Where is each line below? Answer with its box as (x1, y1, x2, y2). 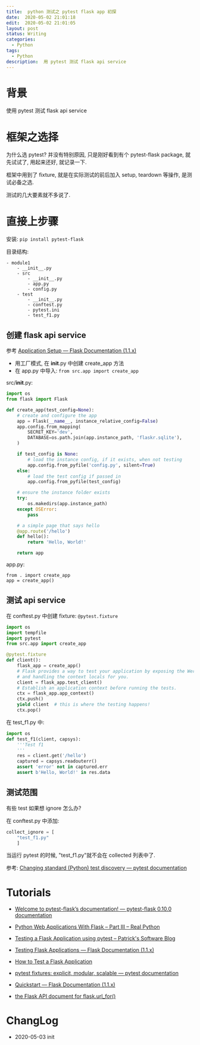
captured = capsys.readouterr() (17, 758, 97, 764)
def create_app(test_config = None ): (6, 407, 95, 413)
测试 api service (6, 595, 66, 606)
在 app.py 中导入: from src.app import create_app (14, 367, 139, 374)
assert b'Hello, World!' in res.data (17, 770, 111, 776)
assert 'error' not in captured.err (17, 764, 108, 770)
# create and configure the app (17, 413, 97, 419)
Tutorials (6, 886, 51, 899)
